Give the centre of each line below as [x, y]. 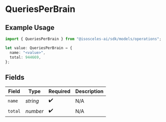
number [34, 111]
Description [89, 92]
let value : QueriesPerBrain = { [39, 48]
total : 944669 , [25, 57]
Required [59, 92]
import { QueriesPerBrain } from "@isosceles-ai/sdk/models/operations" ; [83, 39]
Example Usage [30, 28]
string [32, 101]
